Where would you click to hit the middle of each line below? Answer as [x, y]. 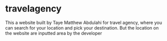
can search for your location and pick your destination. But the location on [82, 27]
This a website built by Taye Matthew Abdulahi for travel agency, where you [84, 22]
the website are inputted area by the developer [54, 33]
